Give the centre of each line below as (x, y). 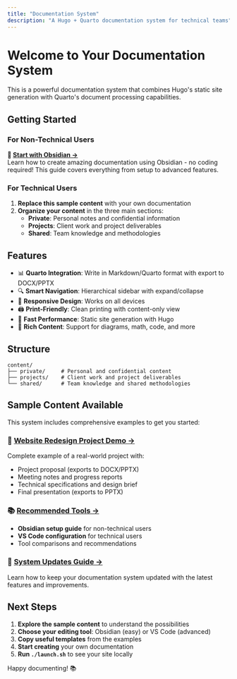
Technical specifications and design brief (77, 484)
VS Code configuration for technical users (80, 536)
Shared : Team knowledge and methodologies (94, 233)
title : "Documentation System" (53, 14)
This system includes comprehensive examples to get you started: (104, 422)
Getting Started (42, 120)
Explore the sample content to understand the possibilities (103, 624)
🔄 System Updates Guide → (55, 562)
